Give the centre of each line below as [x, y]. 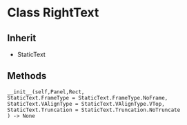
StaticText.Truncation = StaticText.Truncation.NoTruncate [94, 110]
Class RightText [53, 13]
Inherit [22, 38]
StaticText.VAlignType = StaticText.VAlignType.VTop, [86, 104]
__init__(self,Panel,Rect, [46, 92]
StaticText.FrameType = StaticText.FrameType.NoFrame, [88, 98]
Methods [27, 76]
